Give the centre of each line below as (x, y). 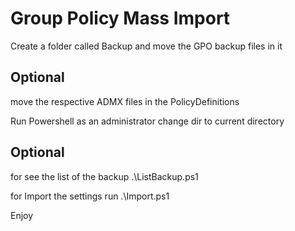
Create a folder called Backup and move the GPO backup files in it (146, 46)
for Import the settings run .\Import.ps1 (90, 196)
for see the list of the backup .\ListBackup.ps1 (104, 176)
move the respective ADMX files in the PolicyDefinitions (125, 101)
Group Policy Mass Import (120, 18)
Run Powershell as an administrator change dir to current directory (147, 121)
